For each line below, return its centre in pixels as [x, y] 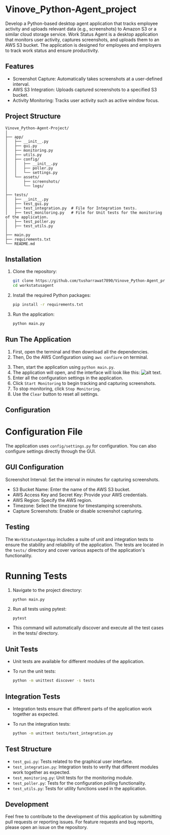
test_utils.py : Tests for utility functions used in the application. [80, 788]
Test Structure [29, 749]
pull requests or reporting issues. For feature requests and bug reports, [80, 822]
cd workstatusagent [33, 286]
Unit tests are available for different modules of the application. [78, 662]
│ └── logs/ [25, 186]
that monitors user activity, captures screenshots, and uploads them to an [82, 40]
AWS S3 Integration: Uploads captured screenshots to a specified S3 [85, 90]
